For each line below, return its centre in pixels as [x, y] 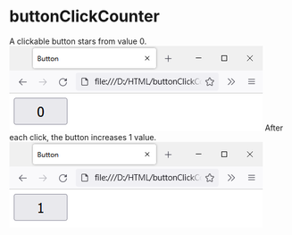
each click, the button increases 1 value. [83, 137]
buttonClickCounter [85, 17]
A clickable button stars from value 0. [78, 41]
